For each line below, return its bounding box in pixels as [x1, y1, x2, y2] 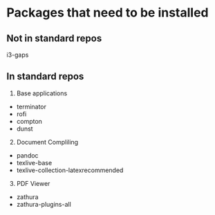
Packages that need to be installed [6, 5, 209, 21]
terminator [16, 102, 46, 111]
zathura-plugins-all [16, 200, 72, 208]
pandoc [16, 151, 39, 160]
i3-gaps [6, 50, 29, 59]
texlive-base [16, 158, 53, 167]
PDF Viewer [16, 179, 50, 187]
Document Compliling [16, 138, 79, 146]
